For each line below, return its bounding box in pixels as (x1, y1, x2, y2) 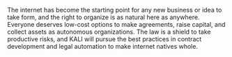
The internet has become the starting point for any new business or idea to (7, 6, 222, 14)
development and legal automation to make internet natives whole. (7, 43, 199, 50)
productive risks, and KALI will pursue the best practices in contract (7, 35, 202, 43)
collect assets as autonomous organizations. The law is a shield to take (7, 27, 211, 36)
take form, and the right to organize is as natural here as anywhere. (7, 13, 200, 21)
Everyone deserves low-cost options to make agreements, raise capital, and (7, 21, 226, 28)
